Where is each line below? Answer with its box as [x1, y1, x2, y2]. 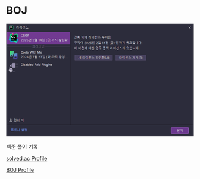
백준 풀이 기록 [6, 143, 39, 150]
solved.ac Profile [6, 155, 48, 162]
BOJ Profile [6, 167, 35, 174]
